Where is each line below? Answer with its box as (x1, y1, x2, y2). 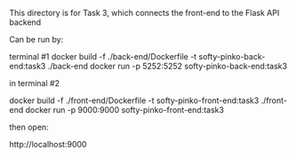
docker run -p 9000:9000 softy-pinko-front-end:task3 (25, 105, 225, 115)
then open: (9, 122, 49, 132)
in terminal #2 (9, 78, 60, 88)
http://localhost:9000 (9, 139, 87, 149)
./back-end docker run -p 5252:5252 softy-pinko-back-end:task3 (47, 61, 287, 71)
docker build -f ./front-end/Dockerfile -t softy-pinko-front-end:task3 (9, 95, 260, 106)
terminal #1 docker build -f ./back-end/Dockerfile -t (9, 51, 197, 61)
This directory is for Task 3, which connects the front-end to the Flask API (9, 8, 280, 18)
